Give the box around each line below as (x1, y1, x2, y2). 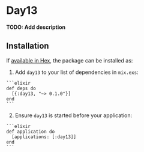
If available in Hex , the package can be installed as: (6, 56, 133, 64)
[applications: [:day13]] (11, 133, 77, 140)
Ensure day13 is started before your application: (14, 112, 133, 119)
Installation (6, 41, 49, 51)
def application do (6, 129, 55, 135)
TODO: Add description (6, 23, 66, 31)
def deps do (6, 85, 36, 91)
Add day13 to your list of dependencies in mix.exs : (14, 68, 139, 76)
